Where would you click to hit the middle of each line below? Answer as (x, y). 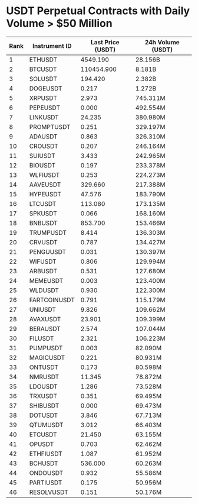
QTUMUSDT (46, 425)
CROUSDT (44, 146)
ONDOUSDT (46, 473)
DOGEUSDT (46, 88)
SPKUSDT (43, 213)
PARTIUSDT (46, 482)
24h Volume (162, 42)
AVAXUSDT (45, 319)
